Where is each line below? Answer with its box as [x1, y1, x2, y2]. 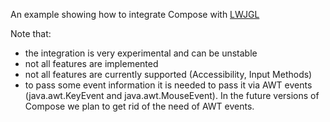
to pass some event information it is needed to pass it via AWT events [24, 79, 313, 91]
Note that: [10, 28, 52, 39]
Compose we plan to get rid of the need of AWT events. [24, 100, 255, 112]
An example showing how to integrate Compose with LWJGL [10, 9, 260, 20]
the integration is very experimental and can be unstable [24, 47, 258, 59]
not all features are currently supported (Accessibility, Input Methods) [24, 69, 313, 80]
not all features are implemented [24, 58, 159, 69]
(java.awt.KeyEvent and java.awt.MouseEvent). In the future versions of [24, 90, 320, 101]
